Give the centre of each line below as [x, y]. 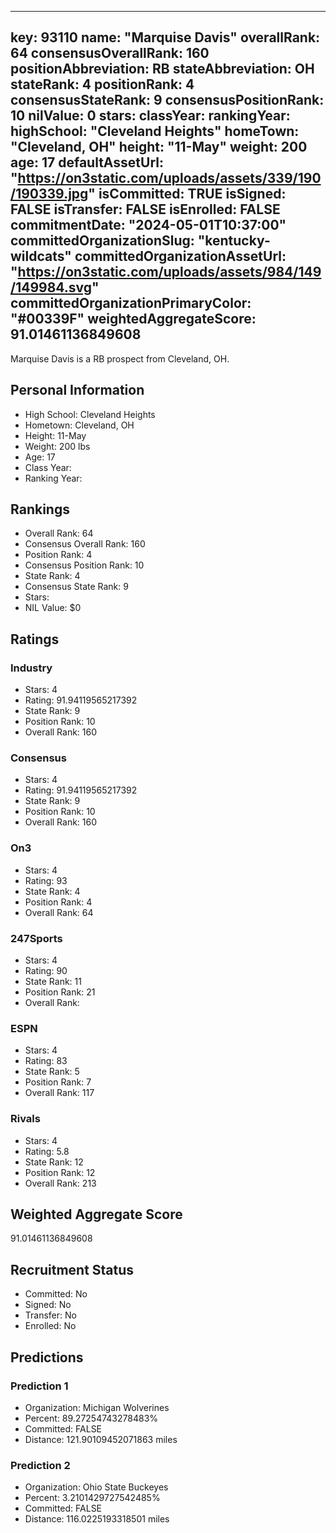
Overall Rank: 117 [59, 1093]
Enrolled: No [50, 1326]
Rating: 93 [46, 880]
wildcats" [41, 256]
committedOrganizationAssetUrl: [180, 256]
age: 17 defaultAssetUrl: [87, 162]
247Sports [36, 938]
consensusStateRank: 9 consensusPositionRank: [167, 100]
